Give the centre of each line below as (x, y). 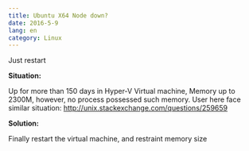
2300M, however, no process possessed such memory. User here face (124, 99)
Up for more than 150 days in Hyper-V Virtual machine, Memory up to (122, 91)
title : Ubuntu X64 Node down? (58, 15)
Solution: (24, 123)
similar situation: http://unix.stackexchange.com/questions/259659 (118, 108)
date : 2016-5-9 (33, 23)
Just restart (27, 60)
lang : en (23, 30)
